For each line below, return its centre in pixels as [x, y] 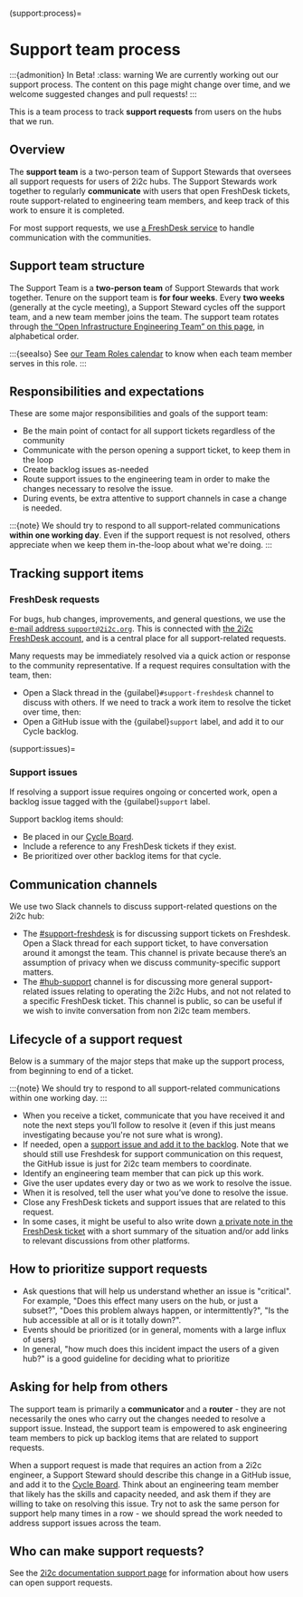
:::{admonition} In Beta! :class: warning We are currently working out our [144, 74]
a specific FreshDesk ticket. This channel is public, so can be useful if [152, 1001]
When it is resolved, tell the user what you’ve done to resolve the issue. [155, 1193]
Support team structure [77, 266]
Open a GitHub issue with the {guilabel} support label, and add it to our [153, 722]
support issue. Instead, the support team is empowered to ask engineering [148, 1428]
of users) [39, 1339]
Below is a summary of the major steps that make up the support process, [147, 1061]
